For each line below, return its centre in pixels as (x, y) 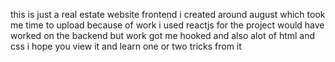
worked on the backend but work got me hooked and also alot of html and (163, 35)
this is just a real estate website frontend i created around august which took (168, 14)
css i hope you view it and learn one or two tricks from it (126, 46)
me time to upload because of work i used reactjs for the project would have (167, 25)
